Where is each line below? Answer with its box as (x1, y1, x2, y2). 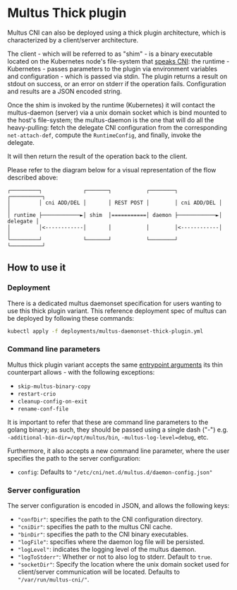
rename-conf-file (17, 405, 69, 413)
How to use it (7, 261, 66, 273)
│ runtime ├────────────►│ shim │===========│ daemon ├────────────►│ (7, 211, 222, 218)
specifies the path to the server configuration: (7, 454, 141, 462)
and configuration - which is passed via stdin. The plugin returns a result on (7, 72, 228, 81)
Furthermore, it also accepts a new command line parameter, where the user (7, 447, 230, 455)
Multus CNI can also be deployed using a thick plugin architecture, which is (7, 28, 226, 37)
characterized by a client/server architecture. (7, 35, 139, 44)
